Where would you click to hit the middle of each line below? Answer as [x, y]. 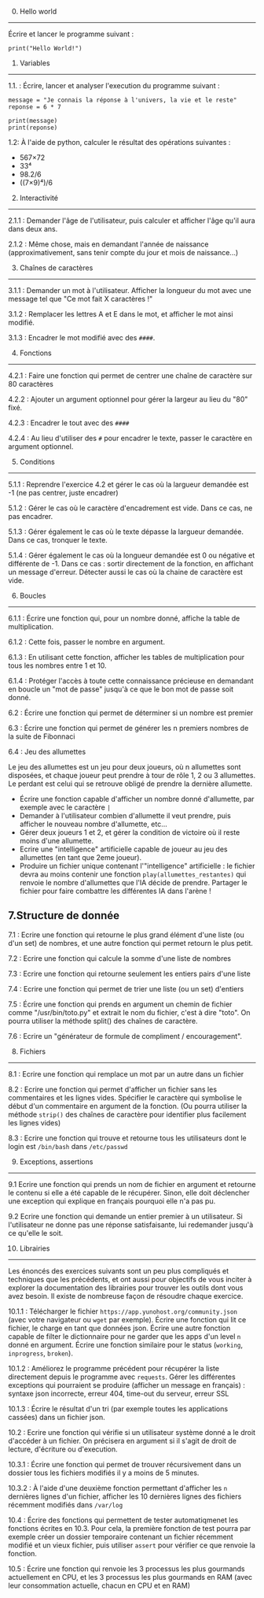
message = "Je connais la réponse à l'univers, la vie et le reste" [123, 100]
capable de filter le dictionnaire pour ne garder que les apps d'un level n [125, 1336]
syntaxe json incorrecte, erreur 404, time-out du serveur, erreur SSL [119, 1393]
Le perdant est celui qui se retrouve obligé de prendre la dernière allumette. [130, 784]
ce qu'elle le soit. [36, 1233]
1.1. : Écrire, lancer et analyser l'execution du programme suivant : [114, 85]
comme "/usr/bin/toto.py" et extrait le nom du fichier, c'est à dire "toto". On [129, 1012]
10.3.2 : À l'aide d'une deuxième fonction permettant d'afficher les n [118, 1488]
